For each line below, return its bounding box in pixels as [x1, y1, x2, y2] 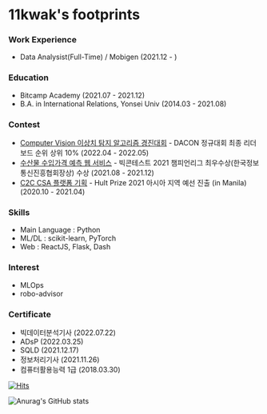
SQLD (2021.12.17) [19, 345, 79, 355]
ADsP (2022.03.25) [19, 336, 84, 346]
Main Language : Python [19, 225, 101, 235]
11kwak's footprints [8, 6, 141, 24]
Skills [8, 207, 30, 217]
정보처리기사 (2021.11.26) [19, 354, 100, 364]
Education [8, 72, 50, 83]
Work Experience [8, 34, 78, 46]
